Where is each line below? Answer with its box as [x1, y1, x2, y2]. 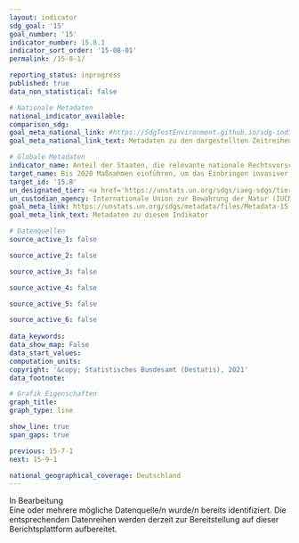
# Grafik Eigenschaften [9, 390, 98, 399]
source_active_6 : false [9, 316, 98, 325]
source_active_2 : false [9, 251, 98, 259]
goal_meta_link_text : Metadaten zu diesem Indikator [9, 210, 209, 219]
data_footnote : [9, 374, 66, 383]
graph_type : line [9, 407, 74, 415]
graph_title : [9, 398, 58, 407]
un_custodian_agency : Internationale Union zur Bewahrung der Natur [9, 193, 269, 203]
